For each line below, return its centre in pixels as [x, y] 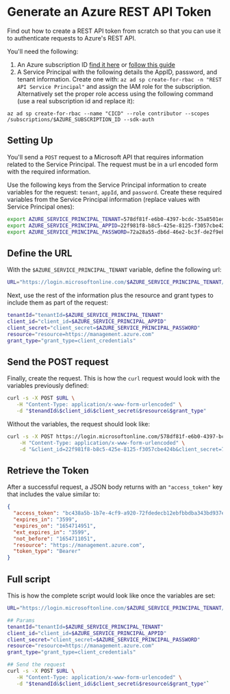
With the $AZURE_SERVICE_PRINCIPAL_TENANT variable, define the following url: [114, 270]
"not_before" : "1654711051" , [55, 539]
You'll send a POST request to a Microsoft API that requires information [105, 157]
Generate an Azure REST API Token [109, 12]
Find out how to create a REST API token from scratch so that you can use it [114, 31]
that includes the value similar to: [54, 494]
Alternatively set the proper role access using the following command [115, 94]
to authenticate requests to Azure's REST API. [72, 38]
